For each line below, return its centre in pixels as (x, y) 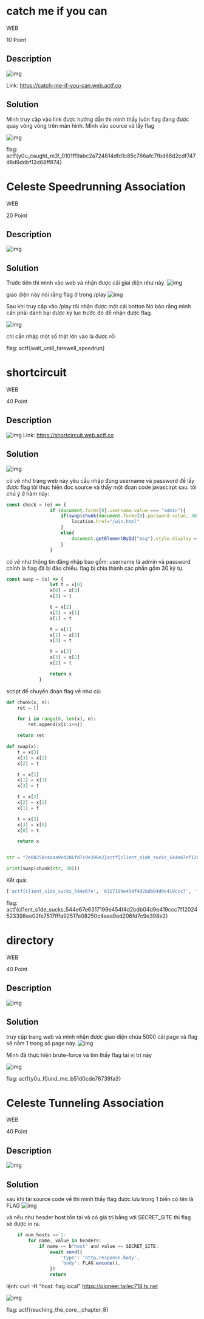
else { (67, 533)
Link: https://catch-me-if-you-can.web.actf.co (64, 85)
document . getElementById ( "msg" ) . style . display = (134, 538)
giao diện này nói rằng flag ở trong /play (56, 295)
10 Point (16, 40)
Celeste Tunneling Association (85, 1103)
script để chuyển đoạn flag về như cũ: (54, 691)
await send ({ (66, 1252)
